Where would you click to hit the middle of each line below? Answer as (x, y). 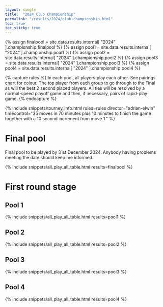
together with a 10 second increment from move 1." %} (60, 119)
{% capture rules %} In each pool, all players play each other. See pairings (80, 78)
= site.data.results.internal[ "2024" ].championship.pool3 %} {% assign (77, 63)
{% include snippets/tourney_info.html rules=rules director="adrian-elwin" (80, 108)
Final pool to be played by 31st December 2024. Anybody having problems (81, 152)
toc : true (15, 23)
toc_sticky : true (23, 28)
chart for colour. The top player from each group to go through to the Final (80, 83)
